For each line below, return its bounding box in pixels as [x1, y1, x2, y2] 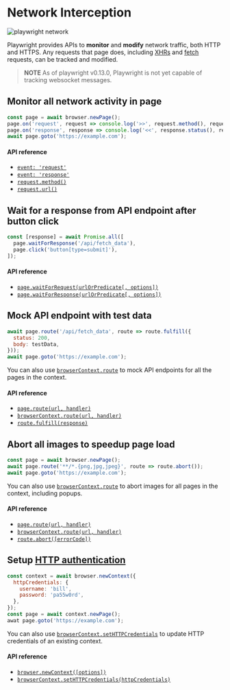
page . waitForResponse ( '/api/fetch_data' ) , [13, 240, 136, 247]
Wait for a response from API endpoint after [7, 204, 196, 217]
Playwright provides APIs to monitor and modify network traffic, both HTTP [7, 40, 221, 49]
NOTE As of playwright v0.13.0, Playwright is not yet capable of [23, 69, 203, 77]
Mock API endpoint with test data [7, 310, 152, 321]
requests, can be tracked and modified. [7, 55, 118, 63]
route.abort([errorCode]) [16, 536, 91, 543]
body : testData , [13, 341, 60, 347]
